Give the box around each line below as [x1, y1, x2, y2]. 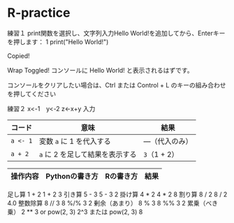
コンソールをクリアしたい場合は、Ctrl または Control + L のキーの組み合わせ [7, 80, 226, 89]
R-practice [7, 5, 71, 21]
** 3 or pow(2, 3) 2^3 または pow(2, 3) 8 [27, 208, 143, 216]
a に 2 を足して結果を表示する [39, 149, 138, 159]
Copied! [7, 51, 30, 60]
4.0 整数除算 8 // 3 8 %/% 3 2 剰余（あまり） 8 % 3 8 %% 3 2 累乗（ [7, 199, 206, 207]
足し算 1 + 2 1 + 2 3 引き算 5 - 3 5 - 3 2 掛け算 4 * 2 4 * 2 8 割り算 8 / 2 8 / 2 [7, 190, 228, 199]
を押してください [7, 89, 57, 98]
